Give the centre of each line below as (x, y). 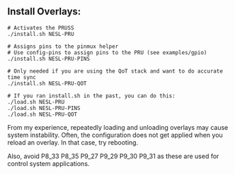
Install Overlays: (44, 12)
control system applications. (48, 163)
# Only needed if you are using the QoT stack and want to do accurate (115, 71)
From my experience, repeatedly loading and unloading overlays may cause (118, 127)
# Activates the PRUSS (41, 28)
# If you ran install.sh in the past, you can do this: (91, 96)
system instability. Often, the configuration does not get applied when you (115, 135)
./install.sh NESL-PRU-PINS (49, 59)
